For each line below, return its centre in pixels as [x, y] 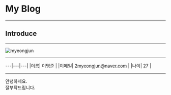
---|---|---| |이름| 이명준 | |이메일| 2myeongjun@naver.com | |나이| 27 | [78, 66]
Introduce [21, 34]
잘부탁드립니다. [20, 87]
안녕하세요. [16, 81]
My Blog [23, 9]
